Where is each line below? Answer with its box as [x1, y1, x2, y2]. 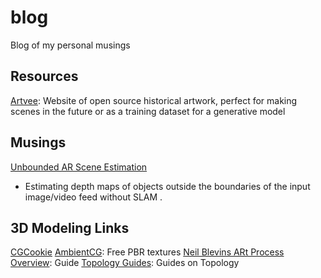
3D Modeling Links [10, 219, 130, 236]
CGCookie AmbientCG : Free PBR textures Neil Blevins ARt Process [10, 246, 285, 258]
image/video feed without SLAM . [24, 191, 163, 203]
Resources [10, 68, 79, 85]
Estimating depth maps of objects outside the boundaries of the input [24, 180, 311, 192]
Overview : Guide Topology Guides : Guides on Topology [10, 257, 240, 269]
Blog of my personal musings [10, 39, 131, 51]
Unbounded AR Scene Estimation [10, 161, 148, 173]
